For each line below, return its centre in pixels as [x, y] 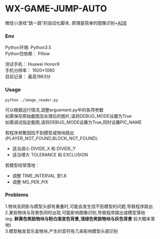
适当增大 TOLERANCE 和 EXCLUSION [50, 154]
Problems [17, 195]
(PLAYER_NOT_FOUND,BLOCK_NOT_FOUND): [52, 138]
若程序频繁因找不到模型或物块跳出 [40, 133]
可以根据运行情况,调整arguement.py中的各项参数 [54, 110]
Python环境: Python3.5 [28, 48]
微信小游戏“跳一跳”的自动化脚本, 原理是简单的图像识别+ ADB [66, 23]
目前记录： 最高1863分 [28, 77]
